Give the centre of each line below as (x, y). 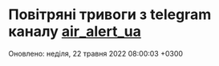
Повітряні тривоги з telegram (110, 15)
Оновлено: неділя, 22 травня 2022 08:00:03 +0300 (95, 53)
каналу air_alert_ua (75, 31)
